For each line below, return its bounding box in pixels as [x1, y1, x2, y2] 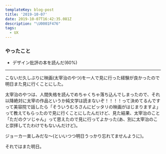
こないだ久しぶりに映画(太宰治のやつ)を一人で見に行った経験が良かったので [5, 75, 160, 81]
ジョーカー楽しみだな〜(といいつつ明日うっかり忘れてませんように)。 [5, 133, 147, 139]
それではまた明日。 [5, 144, 44, 150]
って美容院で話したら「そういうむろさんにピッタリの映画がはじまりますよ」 [5, 104, 161, 110]
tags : [5, 26, 16, 31]
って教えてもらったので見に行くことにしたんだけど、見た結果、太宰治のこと [5, 110, 161, 116]
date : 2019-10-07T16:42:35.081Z [5, 16, 72, 21]
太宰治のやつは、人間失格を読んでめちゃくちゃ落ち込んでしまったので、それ [5, 92, 161, 98]
